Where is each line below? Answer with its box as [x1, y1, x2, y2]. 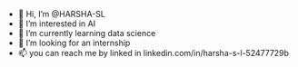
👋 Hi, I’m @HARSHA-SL [17, 9, 106, 19]
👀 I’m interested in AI [17, 18, 96, 29]
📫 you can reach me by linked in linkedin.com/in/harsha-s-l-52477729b [17, 48, 289, 58]
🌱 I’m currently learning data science [17, 28, 156, 38]
